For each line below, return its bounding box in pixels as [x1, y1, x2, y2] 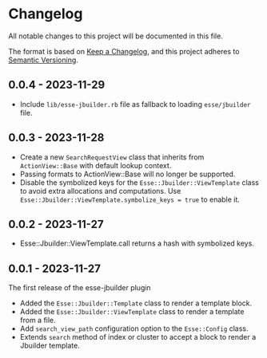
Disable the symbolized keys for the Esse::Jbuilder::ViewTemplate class [19, 177, 260, 187]
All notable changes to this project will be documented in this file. [8, 31, 224, 41]
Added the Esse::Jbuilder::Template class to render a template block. [19, 298, 253, 308]
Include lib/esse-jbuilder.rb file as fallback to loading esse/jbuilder [19, 99, 251, 108]
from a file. [19, 316, 56, 325]
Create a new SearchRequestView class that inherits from [19, 152, 205, 162]
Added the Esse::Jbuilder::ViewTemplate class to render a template [19, 307, 245, 317]
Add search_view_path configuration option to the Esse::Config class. [19, 324, 249, 333]
